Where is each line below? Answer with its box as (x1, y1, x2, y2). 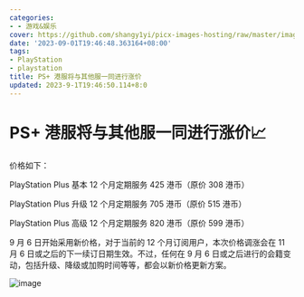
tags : (9, 47, 30, 56)
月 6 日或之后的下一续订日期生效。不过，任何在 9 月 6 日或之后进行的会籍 (9, 248, 283, 259)
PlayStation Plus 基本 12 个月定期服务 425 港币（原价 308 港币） (9, 178, 250, 190)
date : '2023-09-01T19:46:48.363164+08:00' (9, 38, 172, 48)
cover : (9, 30, 34, 39)
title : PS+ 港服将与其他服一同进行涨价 (9, 72, 142, 81)
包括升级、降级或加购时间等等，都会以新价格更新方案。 (24, 259, 232, 270)
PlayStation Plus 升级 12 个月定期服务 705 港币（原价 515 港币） (9, 198, 247, 209)
